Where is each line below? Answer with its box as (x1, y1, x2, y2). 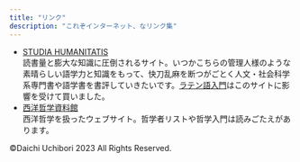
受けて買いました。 (38, 91, 110, 102)
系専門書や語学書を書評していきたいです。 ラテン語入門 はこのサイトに (22, 79, 282, 90)
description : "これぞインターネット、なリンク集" (9, 22, 177, 31)
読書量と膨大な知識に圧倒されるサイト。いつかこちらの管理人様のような (22, 57, 291, 67)
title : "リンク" (9, 13, 67, 22)
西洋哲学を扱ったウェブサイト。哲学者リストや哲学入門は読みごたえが (22, 113, 284, 124)
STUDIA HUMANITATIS (22, 46, 109, 57)
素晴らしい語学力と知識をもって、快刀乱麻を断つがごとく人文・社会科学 (22, 68, 290, 79)
